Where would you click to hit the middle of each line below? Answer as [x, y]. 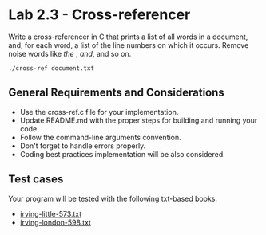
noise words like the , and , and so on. [70, 53]
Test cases [36, 180]
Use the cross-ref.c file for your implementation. [99, 112]
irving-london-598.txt [56, 222]
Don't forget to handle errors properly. [83, 146]
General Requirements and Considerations [117, 93]
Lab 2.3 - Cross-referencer [99, 15]
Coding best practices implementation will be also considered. [122, 154]
